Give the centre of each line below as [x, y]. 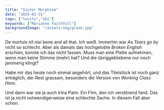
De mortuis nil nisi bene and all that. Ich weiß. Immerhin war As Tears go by [82, 42]
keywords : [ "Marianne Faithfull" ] [41, 23]
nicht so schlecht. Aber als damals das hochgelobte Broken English [74, 47]
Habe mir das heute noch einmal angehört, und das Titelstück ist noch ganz [82, 73]
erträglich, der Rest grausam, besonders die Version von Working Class [78, 78]
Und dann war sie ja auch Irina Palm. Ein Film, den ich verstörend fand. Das [82, 93]
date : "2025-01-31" [25, 14]
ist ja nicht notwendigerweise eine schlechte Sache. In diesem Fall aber [78, 98]
